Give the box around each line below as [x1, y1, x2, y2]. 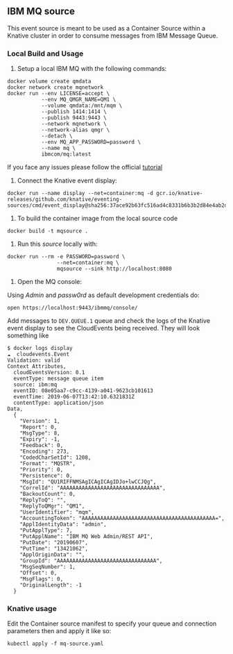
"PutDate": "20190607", [19, 539, 89, 546]
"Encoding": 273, [19, 448, 70, 455]
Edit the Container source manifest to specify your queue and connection [7, 619, 217, 628]
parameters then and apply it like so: [7, 627, 112, 635]
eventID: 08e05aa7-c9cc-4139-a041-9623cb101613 [13, 387, 154, 394]
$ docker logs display [7, 345, 73, 352]
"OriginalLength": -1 [19, 582, 82, 589]
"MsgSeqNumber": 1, [19, 564, 76, 571]
